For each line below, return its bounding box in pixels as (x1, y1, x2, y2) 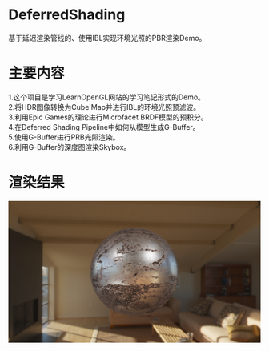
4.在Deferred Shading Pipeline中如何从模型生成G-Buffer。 (8, 122, 200, 131)
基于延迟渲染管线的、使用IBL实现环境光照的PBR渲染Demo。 (8, 33, 207, 42)
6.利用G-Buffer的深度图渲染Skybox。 (8, 142, 131, 151)
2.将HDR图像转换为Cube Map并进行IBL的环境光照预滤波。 (8, 102, 201, 111)
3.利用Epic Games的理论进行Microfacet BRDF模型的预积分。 (8, 112, 208, 122)
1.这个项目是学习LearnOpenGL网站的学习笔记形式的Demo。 (8, 92, 206, 102)
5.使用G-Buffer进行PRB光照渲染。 (8, 132, 120, 142)
